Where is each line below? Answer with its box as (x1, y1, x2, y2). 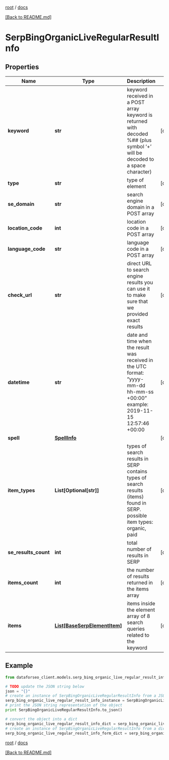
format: (127, 369, 144, 376)
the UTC (127, 363, 147, 370)
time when (127, 338, 152, 344)
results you (127, 279, 153, 286)
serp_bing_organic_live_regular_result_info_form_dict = (5, 731, 127, 736)
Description (127, 78, 156, 84)
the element (127, 606, 155, 613)
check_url (8, 292, 32, 298)
